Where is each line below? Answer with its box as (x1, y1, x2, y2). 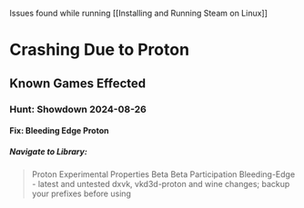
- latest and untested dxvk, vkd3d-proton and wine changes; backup (31, 179, 290, 190)
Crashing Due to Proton (9, 40, 189, 60)
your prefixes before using (31, 188, 132, 199)
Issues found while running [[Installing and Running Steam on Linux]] (9, 8, 269, 18)
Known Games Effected (9, 75, 147, 91)
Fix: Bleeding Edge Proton (9, 125, 109, 136)
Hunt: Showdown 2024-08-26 (9, 103, 147, 115)
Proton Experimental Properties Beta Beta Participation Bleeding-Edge (31, 169, 296, 180)
